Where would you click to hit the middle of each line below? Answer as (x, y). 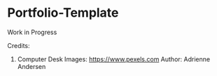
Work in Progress (32, 32)
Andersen (31, 66)
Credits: (19, 45)
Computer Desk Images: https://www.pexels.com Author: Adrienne (114, 59)
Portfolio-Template (63, 13)
